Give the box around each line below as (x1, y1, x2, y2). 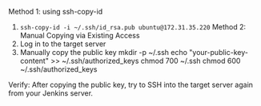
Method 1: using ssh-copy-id (8, 7, 102, 16)
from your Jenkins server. (8, 88, 94, 98)
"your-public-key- (189, 48, 248, 57)
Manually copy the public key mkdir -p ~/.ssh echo (19, 48, 188, 57)
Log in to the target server (19, 39, 106, 49)
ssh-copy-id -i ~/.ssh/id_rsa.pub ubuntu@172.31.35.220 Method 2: (19, 22, 247, 31)
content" (19, 56, 50, 65)
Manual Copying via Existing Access (19, 31, 140, 40)
